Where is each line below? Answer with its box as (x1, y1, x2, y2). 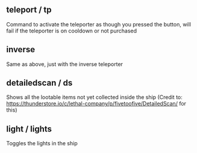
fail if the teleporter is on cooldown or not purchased (6, 27, 137, 34)
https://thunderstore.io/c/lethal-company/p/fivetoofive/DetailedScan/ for (6, 100, 187, 107)
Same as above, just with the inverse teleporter (6, 60, 124, 68)
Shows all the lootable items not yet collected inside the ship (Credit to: (6, 94, 183, 101)
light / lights (6, 124, 52, 134)
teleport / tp (6, 5, 52, 15)
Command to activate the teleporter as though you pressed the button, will (6, 20, 192, 28)
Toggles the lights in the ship (6, 140, 78, 147)
